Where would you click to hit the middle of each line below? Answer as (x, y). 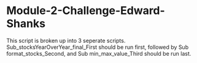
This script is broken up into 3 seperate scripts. (66, 40)
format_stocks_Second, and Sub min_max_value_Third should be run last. (99, 53)
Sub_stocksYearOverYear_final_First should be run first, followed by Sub (98, 47)
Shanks (26, 24)
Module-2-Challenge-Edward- (86, 11)
